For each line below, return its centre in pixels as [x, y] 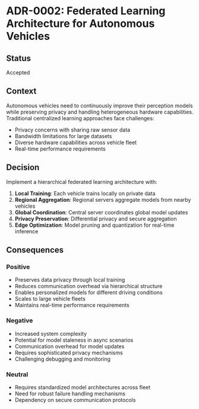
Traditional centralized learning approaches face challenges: [80, 118]
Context [21, 91]
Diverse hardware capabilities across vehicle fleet [76, 142]
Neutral [17, 374]
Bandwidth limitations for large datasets [63, 136]
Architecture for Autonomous [80, 24]
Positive [18, 267]
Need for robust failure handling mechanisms [70, 394]
